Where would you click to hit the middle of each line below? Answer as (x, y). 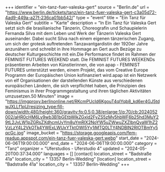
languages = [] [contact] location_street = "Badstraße (97, 154)
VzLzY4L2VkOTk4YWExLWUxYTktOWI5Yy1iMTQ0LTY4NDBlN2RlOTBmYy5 (82, 127)
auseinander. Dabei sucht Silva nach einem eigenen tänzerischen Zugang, (80, 38)
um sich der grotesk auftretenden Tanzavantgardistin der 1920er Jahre (77, 44)
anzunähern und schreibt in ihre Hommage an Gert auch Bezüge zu (73, 49)
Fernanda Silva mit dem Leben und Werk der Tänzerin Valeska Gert (73, 33)
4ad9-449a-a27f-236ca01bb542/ (39, 17)
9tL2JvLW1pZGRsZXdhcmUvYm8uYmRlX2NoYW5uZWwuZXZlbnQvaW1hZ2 (82, 122)
